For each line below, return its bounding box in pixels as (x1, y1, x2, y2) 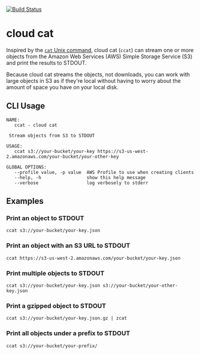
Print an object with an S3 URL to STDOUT (6, 242, 131, 250)
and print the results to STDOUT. (6, 59, 87, 66)
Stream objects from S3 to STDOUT (8, 133, 95, 139)
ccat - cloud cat (14, 122, 58, 128)
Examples (6, 196, 44, 206)
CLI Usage (6, 101, 46, 111)
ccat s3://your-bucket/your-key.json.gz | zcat (6, 315, 128, 321)
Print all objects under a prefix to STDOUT (6, 329, 131, 338)
